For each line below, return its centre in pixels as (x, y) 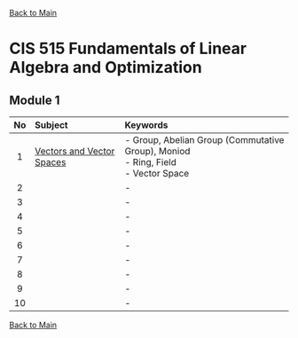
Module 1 (35, 100)
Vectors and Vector (75, 151)
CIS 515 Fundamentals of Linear (128, 49)
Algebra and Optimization (106, 68)
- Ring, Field (151, 162)
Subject (51, 125)
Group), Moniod (157, 151)
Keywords (146, 125)
